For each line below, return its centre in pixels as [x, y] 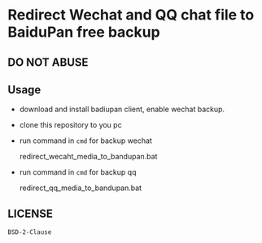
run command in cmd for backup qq [78, 172]
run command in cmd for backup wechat [85, 141]
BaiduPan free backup [84, 32]
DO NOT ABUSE [48, 62]
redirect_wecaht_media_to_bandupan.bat [88, 157]
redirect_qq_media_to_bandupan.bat [81, 188]
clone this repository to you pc [71, 125]
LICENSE [31, 213]
